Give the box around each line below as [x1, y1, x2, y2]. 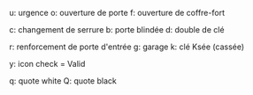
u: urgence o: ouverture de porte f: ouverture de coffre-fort [9, 8, 226, 18]
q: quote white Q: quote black [9, 76, 117, 86]
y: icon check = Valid [9, 59, 86, 69]
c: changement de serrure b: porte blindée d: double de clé [9, 25, 225, 34]
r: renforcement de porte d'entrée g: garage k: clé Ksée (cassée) [9, 41, 245, 52]
